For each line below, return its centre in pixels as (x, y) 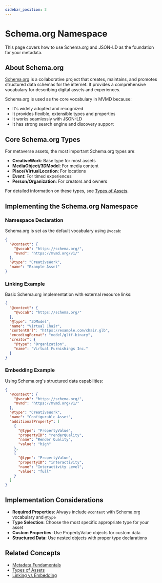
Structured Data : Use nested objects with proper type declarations (80, 538)
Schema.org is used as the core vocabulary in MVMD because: (68, 99)
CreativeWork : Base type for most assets (54, 161)
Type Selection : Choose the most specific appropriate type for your (81, 522)
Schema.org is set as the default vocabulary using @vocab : (63, 231)
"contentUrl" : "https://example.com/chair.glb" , (60, 330)
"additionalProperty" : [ (35, 421)
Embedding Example (30, 370)
